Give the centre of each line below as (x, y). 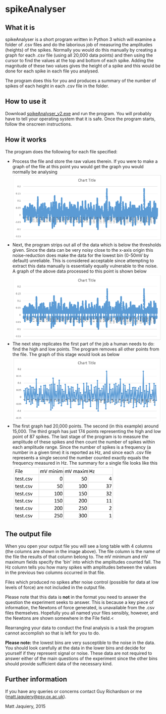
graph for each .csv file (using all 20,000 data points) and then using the (79, 55)
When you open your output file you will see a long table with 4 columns (79, 546)
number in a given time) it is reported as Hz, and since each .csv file (82, 452)
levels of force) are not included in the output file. (55, 587)
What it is (20, 28)
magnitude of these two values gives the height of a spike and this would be (83, 66)
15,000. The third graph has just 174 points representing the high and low (86, 431)
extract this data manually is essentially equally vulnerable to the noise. (85, 266)
